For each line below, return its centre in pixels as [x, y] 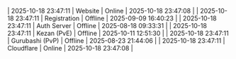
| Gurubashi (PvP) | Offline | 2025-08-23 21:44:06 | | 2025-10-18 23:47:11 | [116, 41]
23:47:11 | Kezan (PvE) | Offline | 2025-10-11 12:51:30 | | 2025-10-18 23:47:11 [118, 33]
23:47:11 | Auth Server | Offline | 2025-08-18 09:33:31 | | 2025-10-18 [107, 26]
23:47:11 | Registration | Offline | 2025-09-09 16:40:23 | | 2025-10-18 [116, 18]
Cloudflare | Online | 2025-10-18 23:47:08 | [70, 48]
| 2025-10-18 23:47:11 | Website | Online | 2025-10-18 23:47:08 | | [103, 11]
